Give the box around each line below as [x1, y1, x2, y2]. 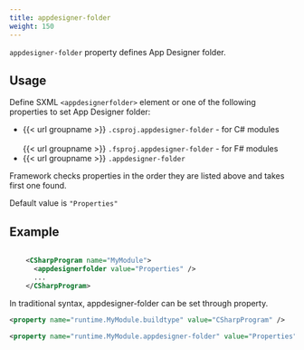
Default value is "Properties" [9, 198, 119, 209]
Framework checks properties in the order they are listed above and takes [9, 170, 285, 181]
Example [9, 224, 60, 239]
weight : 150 [9, 22, 54, 31]
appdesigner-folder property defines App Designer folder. [9, 46, 226, 57]
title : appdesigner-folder [9, 13, 111, 23]
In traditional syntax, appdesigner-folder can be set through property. [9, 297, 269, 308]
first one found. [9, 180, 67, 191]
